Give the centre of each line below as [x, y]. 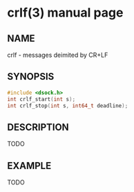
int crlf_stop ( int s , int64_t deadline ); [68, 105]
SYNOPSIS [31, 77]
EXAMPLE [29, 165]
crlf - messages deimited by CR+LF [58, 55]
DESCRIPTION [38, 127]
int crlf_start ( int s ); [41, 99]
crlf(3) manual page [65, 13]
